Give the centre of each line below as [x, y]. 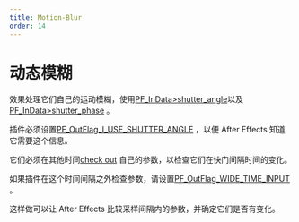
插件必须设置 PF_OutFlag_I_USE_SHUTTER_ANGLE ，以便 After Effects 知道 [147, 130]
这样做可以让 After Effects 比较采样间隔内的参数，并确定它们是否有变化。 [145, 209]
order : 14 [28, 26]
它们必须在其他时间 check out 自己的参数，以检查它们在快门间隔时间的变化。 [151, 160]
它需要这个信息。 [41, 141]
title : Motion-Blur [46, 17]
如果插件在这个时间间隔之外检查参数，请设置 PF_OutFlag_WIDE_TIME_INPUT [149, 179]
